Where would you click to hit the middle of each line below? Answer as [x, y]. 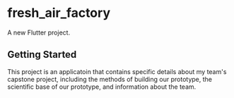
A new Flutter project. [39, 32]
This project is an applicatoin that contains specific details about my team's [117, 71]
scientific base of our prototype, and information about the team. [102, 87]
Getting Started [42, 55]
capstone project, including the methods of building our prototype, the [110, 79]
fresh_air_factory [59, 13]
